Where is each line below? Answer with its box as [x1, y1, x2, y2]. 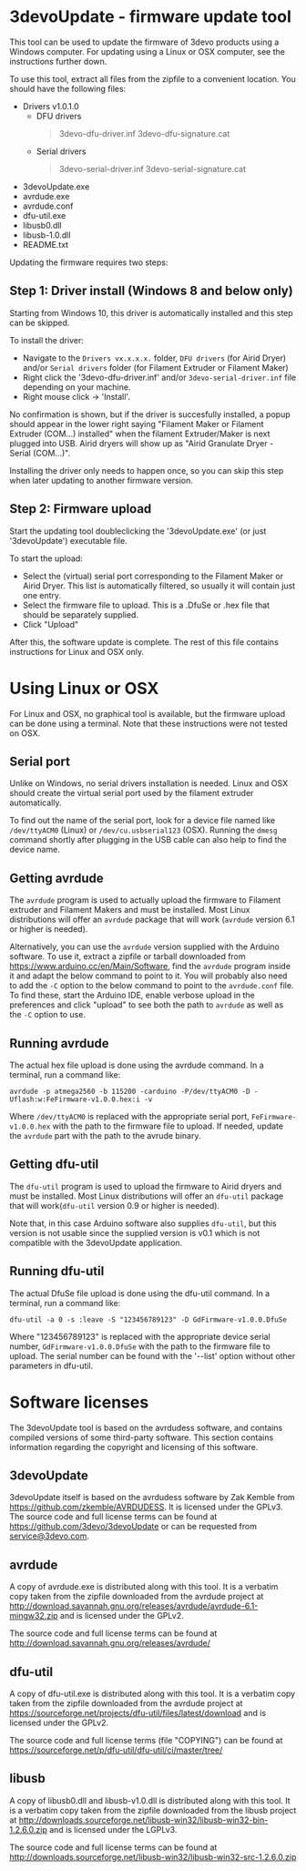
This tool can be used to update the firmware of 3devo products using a [9, 36, 280, 47]
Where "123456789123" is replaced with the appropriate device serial [9, 1331, 270, 1342]
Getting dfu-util [9, 1157, 99, 1172]
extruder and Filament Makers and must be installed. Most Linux [9, 905, 250, 915]
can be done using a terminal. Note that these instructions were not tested [9, 718, 289, 729]
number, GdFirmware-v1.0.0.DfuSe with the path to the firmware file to [9, 1341, 270, 1352]
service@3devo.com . [9, 1530, 89, 1541]
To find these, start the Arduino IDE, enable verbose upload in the [9, 990, 255, 1001]
